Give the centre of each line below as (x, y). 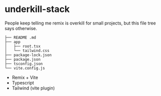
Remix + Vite (25, 77)
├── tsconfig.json (24, 63)
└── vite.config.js (25, 68)
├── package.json (23, 59)
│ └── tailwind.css (27, 50)
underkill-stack (37, 9)
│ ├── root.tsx (23, 46)
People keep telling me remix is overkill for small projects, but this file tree (80, 23)
